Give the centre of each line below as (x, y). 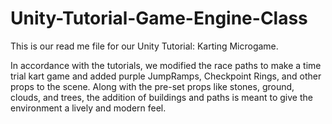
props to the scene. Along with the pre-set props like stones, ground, (152, 86)
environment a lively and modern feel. (88, 108)
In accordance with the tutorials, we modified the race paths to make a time (166, 65)
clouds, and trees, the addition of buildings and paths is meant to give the (161, 97)
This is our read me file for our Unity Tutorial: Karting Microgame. (144, 46)
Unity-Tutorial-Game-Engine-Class (159, 18)
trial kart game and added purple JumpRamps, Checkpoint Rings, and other (166, 76)
